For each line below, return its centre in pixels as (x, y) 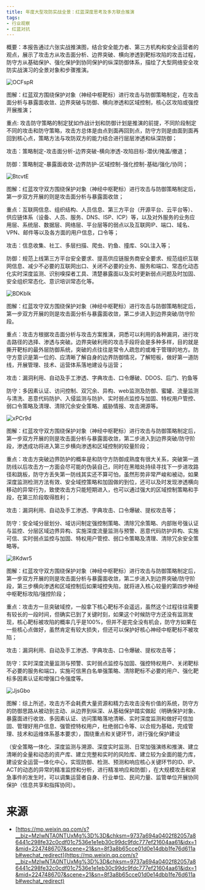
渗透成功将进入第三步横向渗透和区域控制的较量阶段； (84, 446)
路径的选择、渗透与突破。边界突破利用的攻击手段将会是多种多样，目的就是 (105, 342)
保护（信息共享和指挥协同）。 (42, 785)
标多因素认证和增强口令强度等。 (46, 679)
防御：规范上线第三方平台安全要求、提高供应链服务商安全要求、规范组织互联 (103, 259)
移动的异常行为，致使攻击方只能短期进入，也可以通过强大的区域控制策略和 (100, 490)
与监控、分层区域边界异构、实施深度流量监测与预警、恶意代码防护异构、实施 (103, 531)
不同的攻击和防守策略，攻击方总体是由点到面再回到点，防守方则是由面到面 (100, 131)
